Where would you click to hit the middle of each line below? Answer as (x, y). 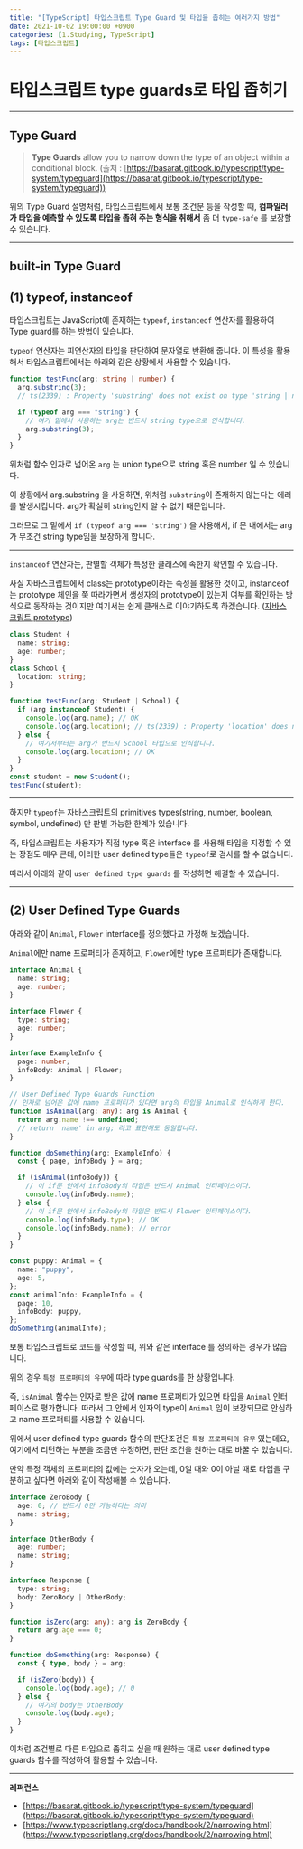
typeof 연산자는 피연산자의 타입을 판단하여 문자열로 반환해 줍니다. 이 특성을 (142, 351)
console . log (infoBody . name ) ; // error (98, 1228)
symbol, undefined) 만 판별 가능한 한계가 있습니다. (99, 823)
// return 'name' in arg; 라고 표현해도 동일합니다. (108, 1128)
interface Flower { (46, 1012)
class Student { (40, 635)
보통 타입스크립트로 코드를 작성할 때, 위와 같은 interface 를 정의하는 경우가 (140, 1347)
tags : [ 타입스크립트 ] (44, 43)
